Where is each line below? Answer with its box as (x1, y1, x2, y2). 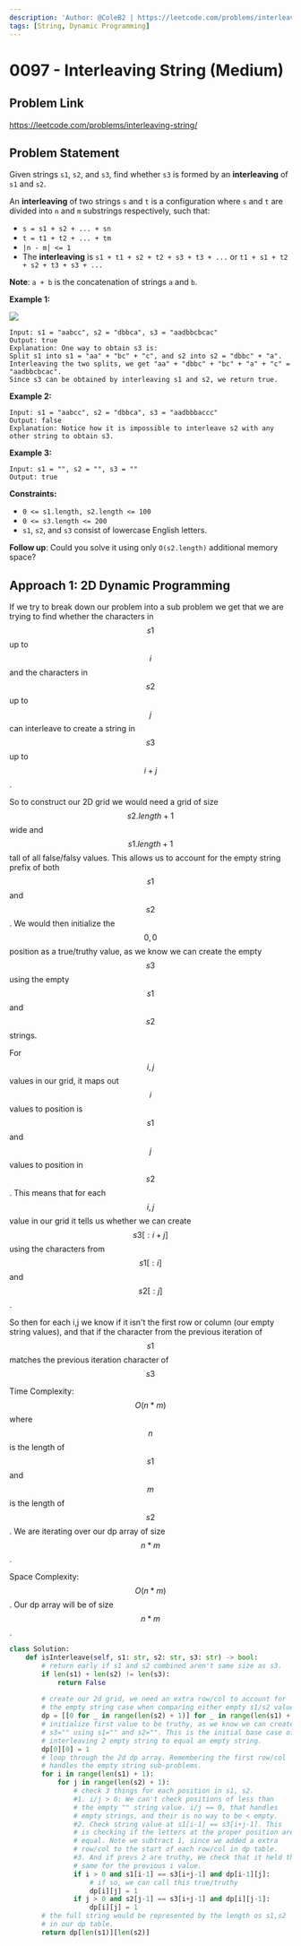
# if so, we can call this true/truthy (89, 1878, 239, 1887)
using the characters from (9, 1243, 106, 1255)
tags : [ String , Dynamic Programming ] (9, 22, 150, 30)
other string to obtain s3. (9, 432, 115, 441)
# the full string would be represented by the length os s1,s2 (41, 1911, 287, 1921)
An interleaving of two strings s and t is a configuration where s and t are (9, 196, 284, 207)
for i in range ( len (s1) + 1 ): (41, 1769, 154, 1779)
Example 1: (9, 294, 51, 305)
